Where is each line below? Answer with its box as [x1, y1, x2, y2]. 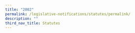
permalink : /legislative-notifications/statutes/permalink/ [5, 12, 131, 16]
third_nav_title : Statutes [5, 20, 60, 26]
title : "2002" [5, 7, 34, 12]
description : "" [5, 16, 38, 21]
